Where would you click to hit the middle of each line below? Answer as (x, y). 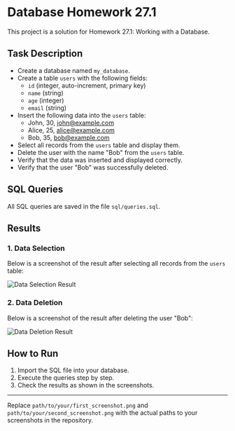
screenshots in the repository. (50, 420)
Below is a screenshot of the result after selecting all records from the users (116, 264)
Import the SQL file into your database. (73, 370)
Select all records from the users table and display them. (99, 145)
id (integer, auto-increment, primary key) (87, 85)
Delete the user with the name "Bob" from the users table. (101, 152)
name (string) (46, 93)
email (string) (47, 108)
